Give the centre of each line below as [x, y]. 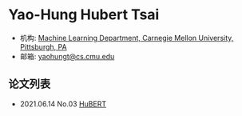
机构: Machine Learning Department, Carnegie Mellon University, [127, 38]
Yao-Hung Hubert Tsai [84, 15]
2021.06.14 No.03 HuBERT [63, 104]
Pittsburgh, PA [43, 46]
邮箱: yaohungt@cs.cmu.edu [67, 56]
